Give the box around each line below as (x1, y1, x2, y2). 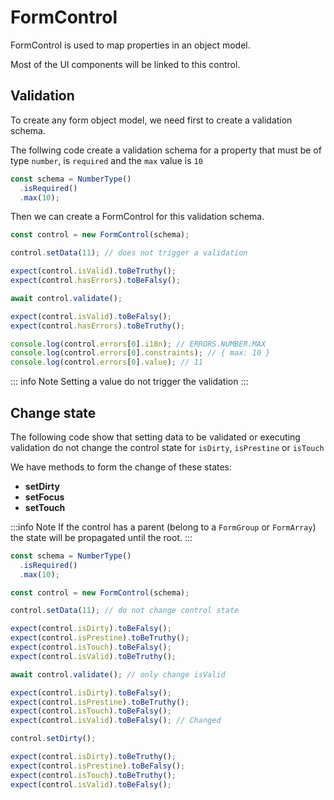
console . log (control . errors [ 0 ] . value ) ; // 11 (10, 357, 203, 368)
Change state (10, 404, 97, 421)
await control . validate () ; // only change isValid (10, 669, 226, 680)
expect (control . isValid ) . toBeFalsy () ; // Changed (10, 716, 222, 726)
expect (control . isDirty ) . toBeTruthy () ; (10, 752, 177, 762)
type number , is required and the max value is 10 (10, 154, 203, 166)
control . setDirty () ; (10, 734, 97, 744)
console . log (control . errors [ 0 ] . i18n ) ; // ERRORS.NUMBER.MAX (10, 339, 267, 349)
